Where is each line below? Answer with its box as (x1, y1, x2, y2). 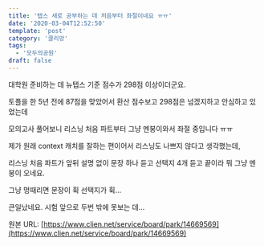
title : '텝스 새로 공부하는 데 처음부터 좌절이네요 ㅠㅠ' (8, 11, 173, 20)
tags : (8, 42, 26, 50)
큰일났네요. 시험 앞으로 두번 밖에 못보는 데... (8, 202, 145, 211)
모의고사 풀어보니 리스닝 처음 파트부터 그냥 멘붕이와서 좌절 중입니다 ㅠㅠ (8, 124, 234, 133)
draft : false (8, 57, 52, 65)
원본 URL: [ (8, 219, 44, 229)
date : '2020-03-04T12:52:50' (8, 19, 106, 27)
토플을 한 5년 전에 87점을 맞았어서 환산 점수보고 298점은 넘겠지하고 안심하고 (8, 96, 248, 106)
